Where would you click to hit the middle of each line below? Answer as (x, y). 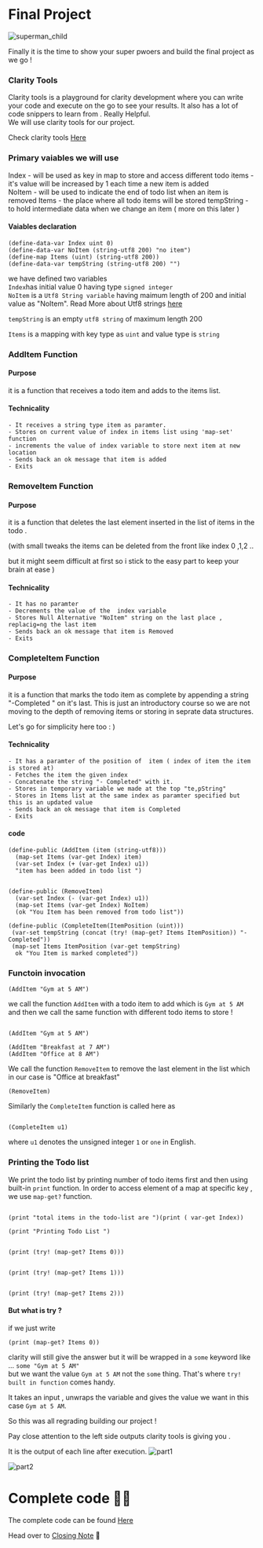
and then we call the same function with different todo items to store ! (121, 1013)
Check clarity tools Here (47, 138)
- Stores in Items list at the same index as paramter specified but (124, 796)
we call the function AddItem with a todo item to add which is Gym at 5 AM (126, 1004)
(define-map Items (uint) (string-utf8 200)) (84, 257)
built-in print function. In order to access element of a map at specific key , (130, 1188)
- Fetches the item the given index (68, 775)
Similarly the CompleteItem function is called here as (92, 1106)
